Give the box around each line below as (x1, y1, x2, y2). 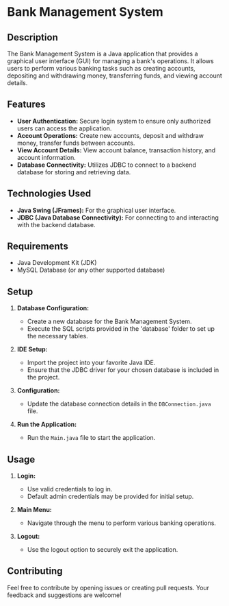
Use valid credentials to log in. (27, 485, 113, 493)
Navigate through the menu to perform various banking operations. (27, 519, 217, 527)
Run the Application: (16, 420, 77, 429)
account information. (16, 153, 77, 161)
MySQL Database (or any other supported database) (16, 266, 165, 275)
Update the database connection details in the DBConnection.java (27, 399, 211, 408)
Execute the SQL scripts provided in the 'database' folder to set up (27, 325, 215, 333)
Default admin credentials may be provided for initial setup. (27, 492, 194, 501)
